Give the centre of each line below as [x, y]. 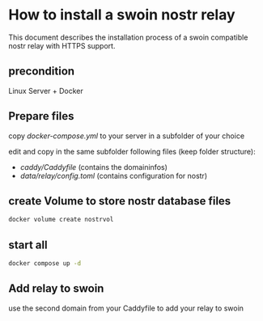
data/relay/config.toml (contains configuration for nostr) [114, 175]
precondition [42, 72]
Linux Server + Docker [46, 91]
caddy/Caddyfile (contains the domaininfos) [94, 167]
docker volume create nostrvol [61, 220]
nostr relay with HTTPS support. [62, 45]
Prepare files [41, 116]
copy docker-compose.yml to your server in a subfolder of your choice [127, 136]
